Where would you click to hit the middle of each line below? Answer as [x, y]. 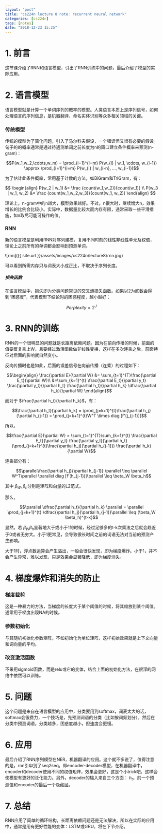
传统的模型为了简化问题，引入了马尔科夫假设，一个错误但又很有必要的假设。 [81, 141]
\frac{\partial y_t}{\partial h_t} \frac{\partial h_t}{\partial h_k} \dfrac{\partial [81, 386]
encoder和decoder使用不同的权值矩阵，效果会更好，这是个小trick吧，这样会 [81, 771]
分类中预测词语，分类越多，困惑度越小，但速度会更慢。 [60, 723]
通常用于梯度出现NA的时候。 [34, 612]
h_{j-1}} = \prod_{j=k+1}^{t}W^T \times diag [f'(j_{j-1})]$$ [90, 416]
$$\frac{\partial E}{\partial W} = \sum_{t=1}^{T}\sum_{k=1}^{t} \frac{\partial [81, 436]
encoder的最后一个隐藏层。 [45, 784]
